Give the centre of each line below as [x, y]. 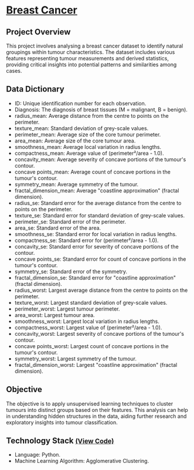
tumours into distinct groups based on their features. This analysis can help [97, 410]
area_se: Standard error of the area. [58, 228]
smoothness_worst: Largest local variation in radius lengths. [87, 321]
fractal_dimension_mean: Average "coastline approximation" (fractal [97, 190]
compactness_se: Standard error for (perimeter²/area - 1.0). [87, 240]
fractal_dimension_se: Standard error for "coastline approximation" [95, 277]
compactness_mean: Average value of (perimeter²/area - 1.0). [89, 153]
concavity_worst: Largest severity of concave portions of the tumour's [99, 333]
